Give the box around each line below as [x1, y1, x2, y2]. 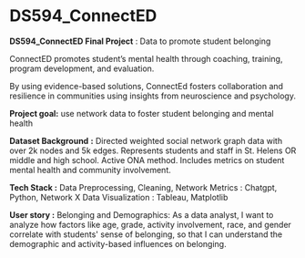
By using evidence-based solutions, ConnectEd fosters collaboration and [9, 80, 284, 91]
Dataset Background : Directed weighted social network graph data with [9, 135, 283, 146]
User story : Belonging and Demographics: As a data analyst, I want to [9, 209, 274, 220]
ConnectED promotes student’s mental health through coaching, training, [9, 53, 283, 64]
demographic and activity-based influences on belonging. [9, 238, 227, 249]
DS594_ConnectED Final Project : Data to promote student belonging [9, 36, 271, 46]
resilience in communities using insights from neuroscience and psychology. [9, 90, 296, 101]
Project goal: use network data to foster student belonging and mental [9, 108, 275, 119]
